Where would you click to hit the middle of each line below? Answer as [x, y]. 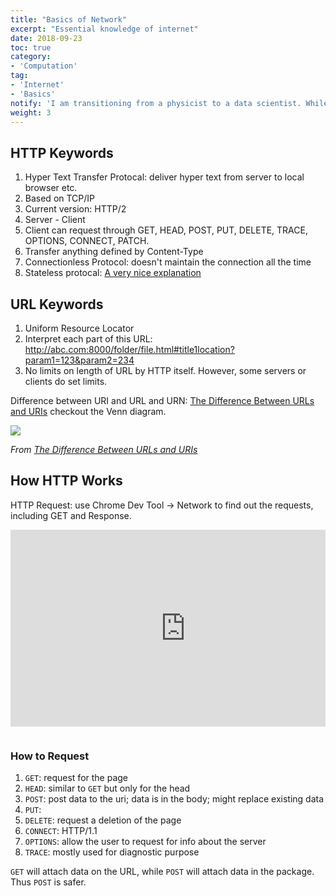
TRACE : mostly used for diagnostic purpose [112, 852]
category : [31, 57]
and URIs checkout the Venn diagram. [88, 411]
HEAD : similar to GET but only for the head [107, 788]
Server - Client [55, 220]
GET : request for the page [76, 778]
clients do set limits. [66, 381]
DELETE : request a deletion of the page [103, 820]
